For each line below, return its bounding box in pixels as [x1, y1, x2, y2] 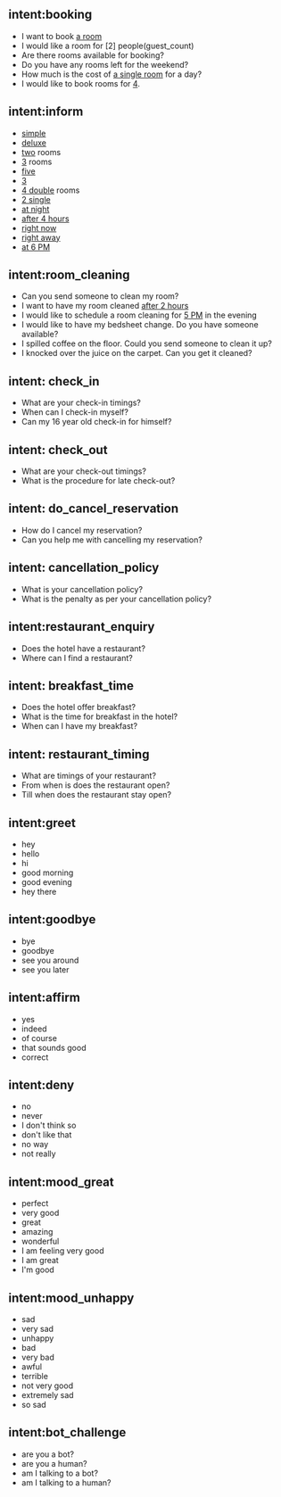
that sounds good [21, 1042, 87, 1053]
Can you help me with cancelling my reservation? [21, 534, 202, 545]
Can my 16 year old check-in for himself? [21, 417, 172, 427]
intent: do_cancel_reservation [8, 501, 179, 517]
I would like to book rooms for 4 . [21, 78, 140, 88]
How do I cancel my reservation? [21, 525, 143, 535]
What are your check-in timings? [21, 397, 142, 409]
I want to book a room [21, 30, 103, 41]
